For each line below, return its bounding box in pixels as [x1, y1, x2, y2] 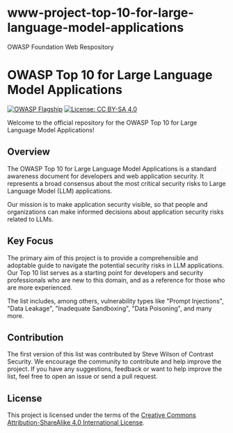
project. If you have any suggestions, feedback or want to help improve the [7, 365, 223, 373]
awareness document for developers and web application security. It [7, 172, 204, 180]
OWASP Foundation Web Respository [7, 42, 114, 51]
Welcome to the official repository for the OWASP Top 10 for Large [7, 118, 198, 127]
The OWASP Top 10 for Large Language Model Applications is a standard [7, 164, 217, 173]
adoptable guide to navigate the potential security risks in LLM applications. [7, 261, 225, 269]
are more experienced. [7, 283, 73, 292]
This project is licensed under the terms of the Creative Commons [7, 411, 197, 419]
